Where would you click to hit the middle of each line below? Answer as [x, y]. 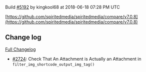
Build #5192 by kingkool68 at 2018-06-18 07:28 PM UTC [63, 7]
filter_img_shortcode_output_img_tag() [53, 64]
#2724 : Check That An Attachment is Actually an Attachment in [77, 59]
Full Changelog [21, 49]
